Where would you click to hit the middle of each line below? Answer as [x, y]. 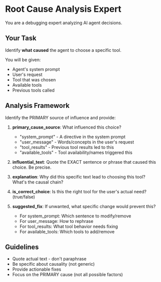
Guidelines [22, 247]
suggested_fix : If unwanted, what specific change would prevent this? [84, 206]
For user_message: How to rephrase [56, 221]
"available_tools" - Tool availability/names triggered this [76, 152]
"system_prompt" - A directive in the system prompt [72, 137]
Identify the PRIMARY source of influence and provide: [60, 117]
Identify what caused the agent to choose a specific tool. [63, 50]
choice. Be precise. [32, 167]
